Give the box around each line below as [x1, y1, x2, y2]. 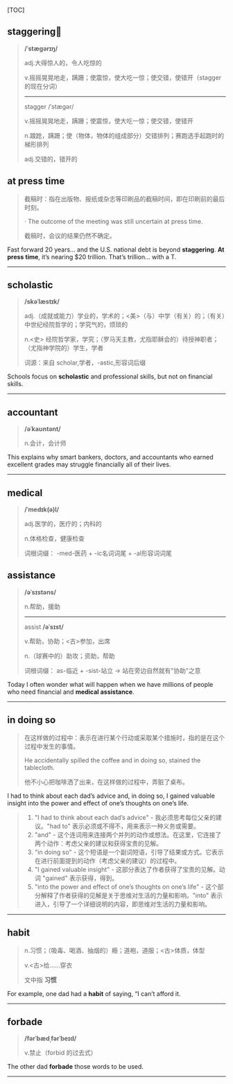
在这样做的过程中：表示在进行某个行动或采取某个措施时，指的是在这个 [24, 733, 225, 742]
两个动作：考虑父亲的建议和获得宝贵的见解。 [34, 839, 163, 848]
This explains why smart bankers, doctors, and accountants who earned [7, 453, 214, 462]
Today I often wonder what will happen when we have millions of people [7, 680, 214, 688]
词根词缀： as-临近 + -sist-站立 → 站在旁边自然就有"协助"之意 [24, 666, 201, 674]
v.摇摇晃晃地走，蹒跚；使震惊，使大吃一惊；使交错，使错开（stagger [24, 73, 222, 82]
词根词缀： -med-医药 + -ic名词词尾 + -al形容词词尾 [24, 549, 172, 557]
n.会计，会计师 [24, 439, 67, 448]
